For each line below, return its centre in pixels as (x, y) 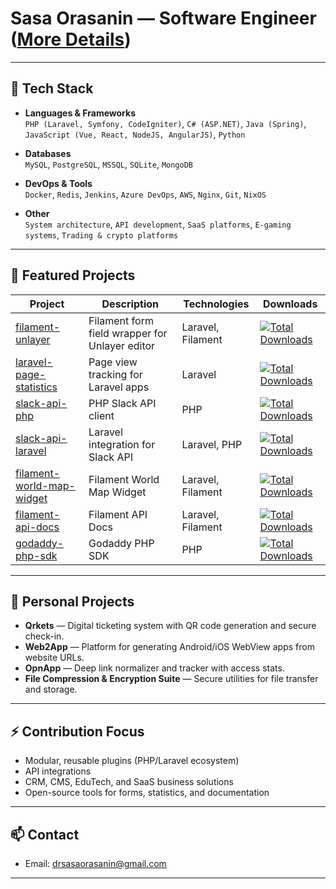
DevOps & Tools (58, 183)
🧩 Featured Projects (73, 275)
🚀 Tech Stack (52, 88)
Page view (113, 362)
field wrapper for (128, 333)
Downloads (290, 304)
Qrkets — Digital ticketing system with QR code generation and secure (170, 626)
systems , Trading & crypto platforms (101, 234)
